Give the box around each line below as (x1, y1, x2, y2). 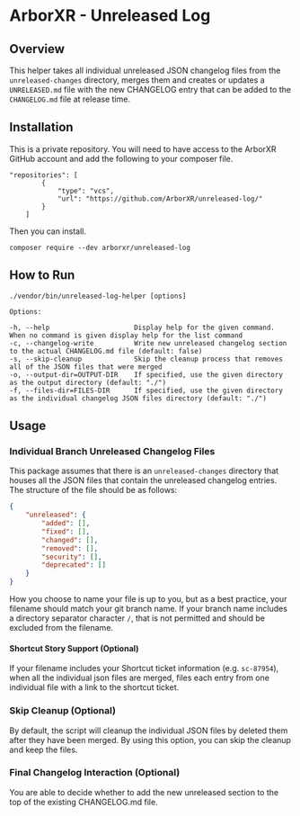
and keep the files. (9, 744, 78, 755)
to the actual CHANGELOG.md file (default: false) (9, 346, 203, 355)
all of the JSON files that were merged (9, 362, 163, 372)
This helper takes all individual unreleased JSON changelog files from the (9, 65, 281, 76)
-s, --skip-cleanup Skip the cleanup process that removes (9, 354, 283, 363)
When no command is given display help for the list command (9, 330, 243, 340)
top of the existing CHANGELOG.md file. (9, 796, 159, 807)
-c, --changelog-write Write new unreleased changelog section (9, 338, 287, 347)
